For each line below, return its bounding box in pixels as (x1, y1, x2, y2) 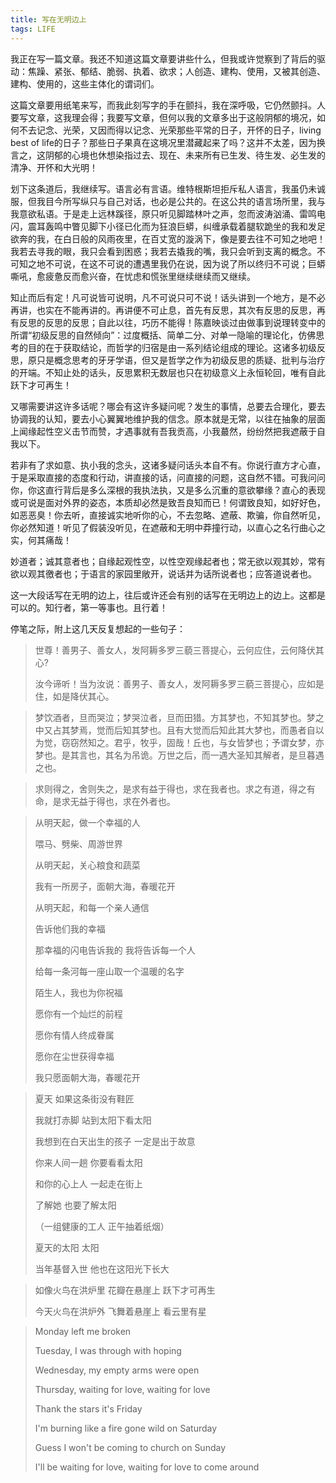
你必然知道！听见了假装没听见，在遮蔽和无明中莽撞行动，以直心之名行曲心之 (10, 521, 326, 533)
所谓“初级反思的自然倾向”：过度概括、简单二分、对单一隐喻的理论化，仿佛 (10, 329, 317, 341)
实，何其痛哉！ (10, 534, 72, 546)
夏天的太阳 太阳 (34, 1241, 100, 1253)
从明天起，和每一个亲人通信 (34, 901, 150, 913)
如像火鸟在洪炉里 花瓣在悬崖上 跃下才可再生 (34, 1284, 216, 1296)
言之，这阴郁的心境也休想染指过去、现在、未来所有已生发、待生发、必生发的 (10, 149, 326, 161)
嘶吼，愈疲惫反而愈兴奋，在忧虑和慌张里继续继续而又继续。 (10, 270, 256, 282)
